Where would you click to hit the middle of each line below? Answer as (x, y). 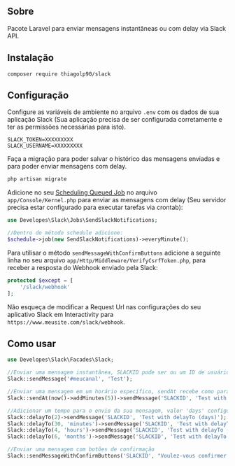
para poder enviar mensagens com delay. (67, 167)
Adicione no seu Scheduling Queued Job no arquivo (82, 192)
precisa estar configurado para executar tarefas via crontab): (95, 207)
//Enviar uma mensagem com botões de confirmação (81, 450)
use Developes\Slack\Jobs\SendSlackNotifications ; (83, 220)
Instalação (31, 58)
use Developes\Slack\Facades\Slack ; (60, 360)
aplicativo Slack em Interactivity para (60, 314)
